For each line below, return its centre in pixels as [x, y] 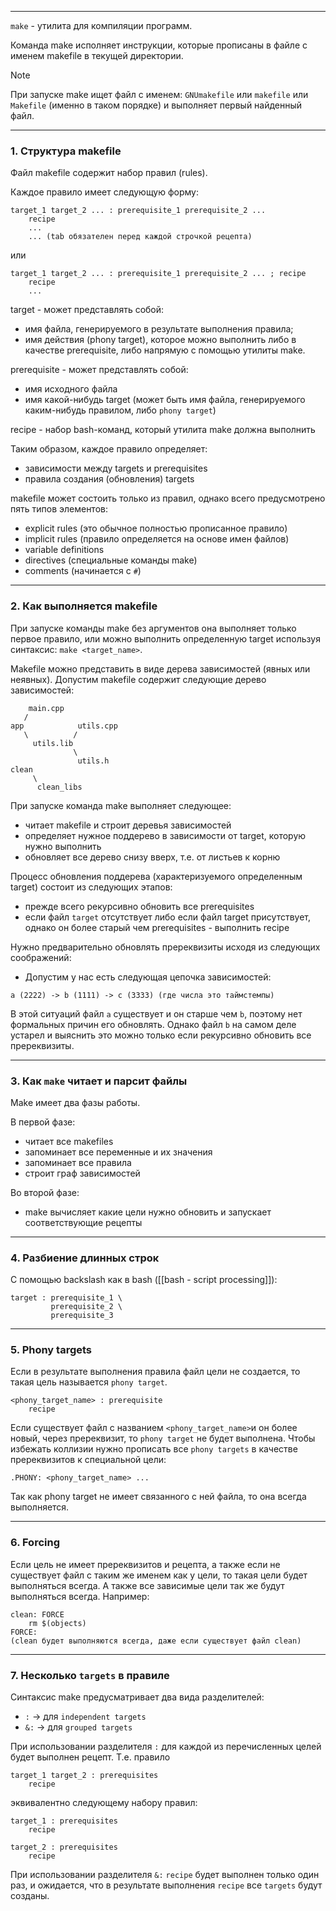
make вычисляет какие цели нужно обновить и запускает [148, 1212]
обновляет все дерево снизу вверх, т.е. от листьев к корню [152, 857]
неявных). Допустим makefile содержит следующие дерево [138, 679]
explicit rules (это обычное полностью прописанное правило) [156, 528]
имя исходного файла [71, 389]
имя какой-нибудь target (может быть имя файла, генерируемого [165, 400]
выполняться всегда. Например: [80, 1596]
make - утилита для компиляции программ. [101, 25]
